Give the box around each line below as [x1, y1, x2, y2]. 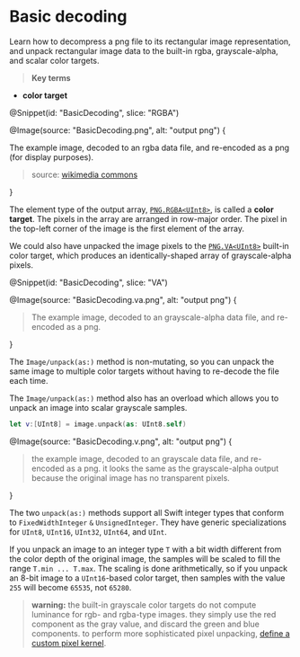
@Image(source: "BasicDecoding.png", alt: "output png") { [9, 124, 226, 136]
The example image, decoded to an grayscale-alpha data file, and [31, 312, 276, 323]
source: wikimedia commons [31, 169, 138, 180]
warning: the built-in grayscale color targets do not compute [31, 599, 257, 610]
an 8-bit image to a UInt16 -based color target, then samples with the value [9, 573, 286, 583]
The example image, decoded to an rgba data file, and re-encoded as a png [9, 142, 290, 153]
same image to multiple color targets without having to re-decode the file [9, 366, 280, 377]
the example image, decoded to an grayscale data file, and [31, 453, 249, 464]
